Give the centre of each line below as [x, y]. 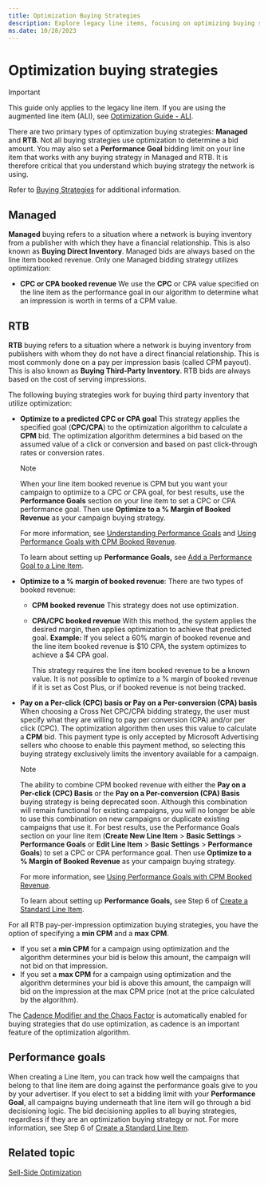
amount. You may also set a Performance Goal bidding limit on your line [127, 149]
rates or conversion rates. [62, 452]
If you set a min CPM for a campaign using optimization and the [124, 948]
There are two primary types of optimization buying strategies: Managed [128, 132]
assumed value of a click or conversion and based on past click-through [138, 444]
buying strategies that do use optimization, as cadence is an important [124, 1023]
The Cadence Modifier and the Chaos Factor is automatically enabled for [128, 1015]
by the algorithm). [49, 999]
